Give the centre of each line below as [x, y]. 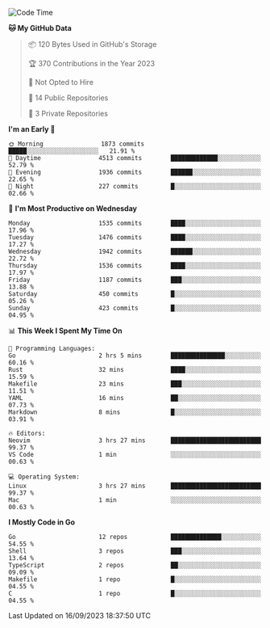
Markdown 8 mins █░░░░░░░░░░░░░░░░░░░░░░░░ [135, 412]
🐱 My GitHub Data [40, 28]
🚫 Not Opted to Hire [61, 82]
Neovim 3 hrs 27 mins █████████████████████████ [135, 440]
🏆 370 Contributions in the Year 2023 [91, 63]
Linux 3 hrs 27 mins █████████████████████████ [135, 486]
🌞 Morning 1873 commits [77, 144]
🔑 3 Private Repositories [68, 114]
